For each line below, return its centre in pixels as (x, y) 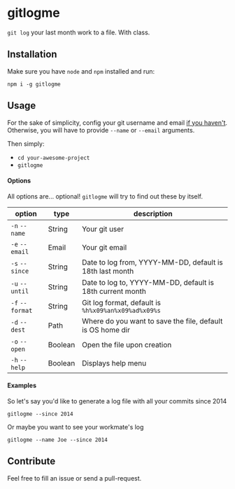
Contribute (31, 461)
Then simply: (26, 143)
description (153, 213)
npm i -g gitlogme (34, 84)
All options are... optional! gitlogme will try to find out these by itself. (105, 196)
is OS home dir (106, 330)
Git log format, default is (121, 302)
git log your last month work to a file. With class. (79, 32)
